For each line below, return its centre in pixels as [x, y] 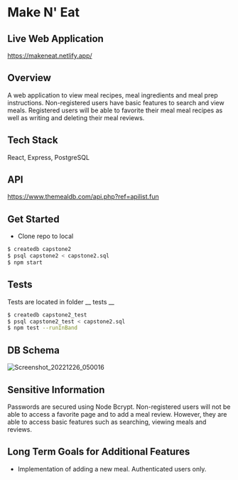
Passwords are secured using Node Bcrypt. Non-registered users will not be [119, 407]
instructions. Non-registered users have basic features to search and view [116, 102]
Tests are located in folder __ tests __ [61, 302]
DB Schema [34, 350]
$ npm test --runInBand [43, 328]
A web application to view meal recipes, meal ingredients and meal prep [113, 95]
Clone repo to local [45, 236]
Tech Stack [33, 140]
